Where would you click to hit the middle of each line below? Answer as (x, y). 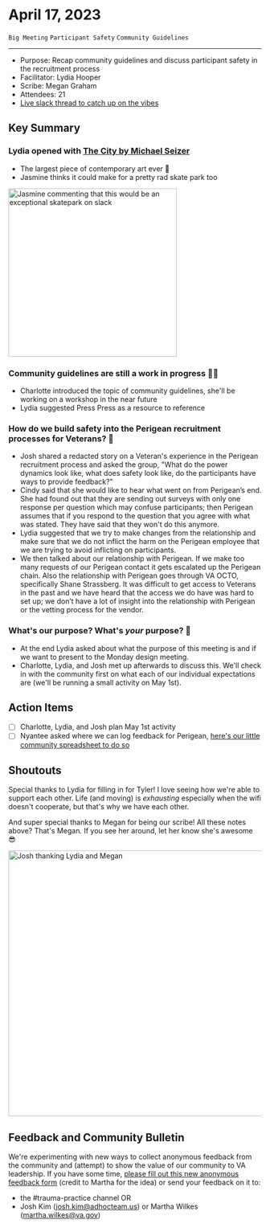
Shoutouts (35, 770)
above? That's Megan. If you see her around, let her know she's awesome (131, 831)
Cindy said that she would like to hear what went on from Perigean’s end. (141, 490)
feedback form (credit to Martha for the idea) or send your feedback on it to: (135, 1182)
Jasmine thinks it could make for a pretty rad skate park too (119, 177)
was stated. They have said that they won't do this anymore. (119, 525)
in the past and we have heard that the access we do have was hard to (137, 593)
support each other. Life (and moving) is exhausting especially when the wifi (135, 798)
